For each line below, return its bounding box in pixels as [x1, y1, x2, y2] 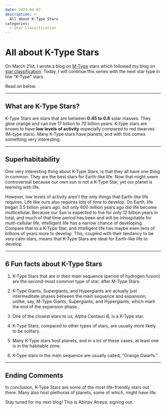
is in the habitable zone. [12, 343, 61, 349]
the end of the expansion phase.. [12, 303, 80, 309]
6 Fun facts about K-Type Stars [5, 260, 102, 268]
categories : [5, 21, 30, 26]
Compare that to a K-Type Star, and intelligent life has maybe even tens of [5, 225, 155, 231]
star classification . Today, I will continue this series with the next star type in [5, 69, 160, 75]
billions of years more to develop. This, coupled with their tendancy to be [5, 230, 154, 236]
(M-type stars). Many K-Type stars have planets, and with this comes [5, 131, 146, 137]
